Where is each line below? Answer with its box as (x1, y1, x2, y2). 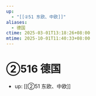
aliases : (6, 19, 28, 25)
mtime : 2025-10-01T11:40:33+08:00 (6, 35, 91, 41)
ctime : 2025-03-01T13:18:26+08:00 (6, 30, 91, 36)
